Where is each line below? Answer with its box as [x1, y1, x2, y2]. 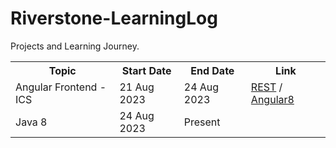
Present [183, 115, 221, 129]
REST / [250, 80, 283, 94]
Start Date [121, 63, 172, 77]
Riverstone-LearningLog [10, 7, 218, 30]
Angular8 [250, 92, 295, 106]
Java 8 [15, 115, 48, 129]
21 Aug [119, 80, 155, 94]
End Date [190, 63, 235, 77]
